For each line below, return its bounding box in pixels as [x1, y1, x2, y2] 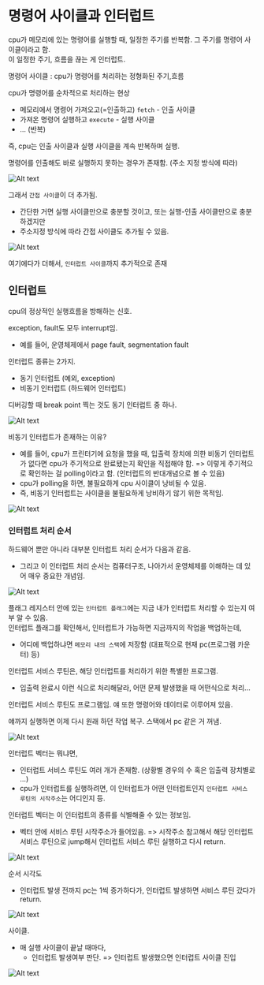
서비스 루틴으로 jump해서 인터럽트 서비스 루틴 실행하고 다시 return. [19, 837, 226, 846]
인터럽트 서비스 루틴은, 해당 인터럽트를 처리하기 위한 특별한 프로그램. [8, 666, 218, 676]
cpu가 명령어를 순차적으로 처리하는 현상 [8, 88, 130, 97]
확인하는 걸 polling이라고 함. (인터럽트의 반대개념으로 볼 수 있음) [28, 468, 225, 478]
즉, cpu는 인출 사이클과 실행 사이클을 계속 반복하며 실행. [8, 141, 180, 151]
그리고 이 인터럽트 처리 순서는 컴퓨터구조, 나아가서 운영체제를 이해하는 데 [19, 562, 243, 571]
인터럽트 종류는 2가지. [8, 356, 76, 366]
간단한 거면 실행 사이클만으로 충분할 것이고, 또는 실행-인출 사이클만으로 [19, 207, 238, 216]
